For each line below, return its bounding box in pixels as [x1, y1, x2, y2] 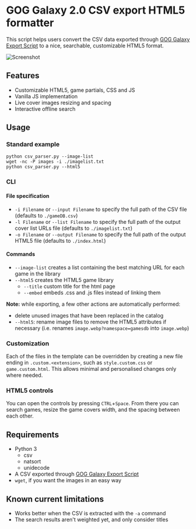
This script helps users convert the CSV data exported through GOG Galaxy [6, 36, 190, 43]
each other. [6, 412, 34, 419]
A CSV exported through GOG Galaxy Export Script [14, 470, 139, 477]
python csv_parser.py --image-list [6, 153, 94, 160]
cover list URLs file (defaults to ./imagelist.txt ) [14, 225, 133, 232]
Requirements [6, 429, 59, 440]
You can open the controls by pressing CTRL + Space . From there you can [6, 400, 179, 407]
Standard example [6, 140, 60, 149]
